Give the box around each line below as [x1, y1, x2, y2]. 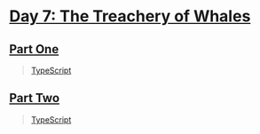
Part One [9, 42, 59, 57]
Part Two [9, 91, 60, 106]
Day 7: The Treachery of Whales [9, 6, 251, 27]
